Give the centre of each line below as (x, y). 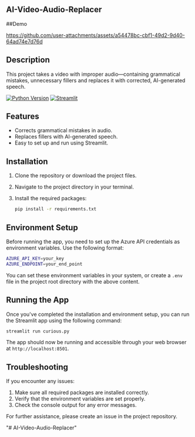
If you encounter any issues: (41, 381)
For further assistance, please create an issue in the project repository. (92, 416)
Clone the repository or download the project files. (75, 176)
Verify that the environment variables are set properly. (80, 399)
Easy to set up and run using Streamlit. (61, 143)
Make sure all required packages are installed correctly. (82, 392)
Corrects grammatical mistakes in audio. (63, 130)
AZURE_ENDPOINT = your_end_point (44, 264)
